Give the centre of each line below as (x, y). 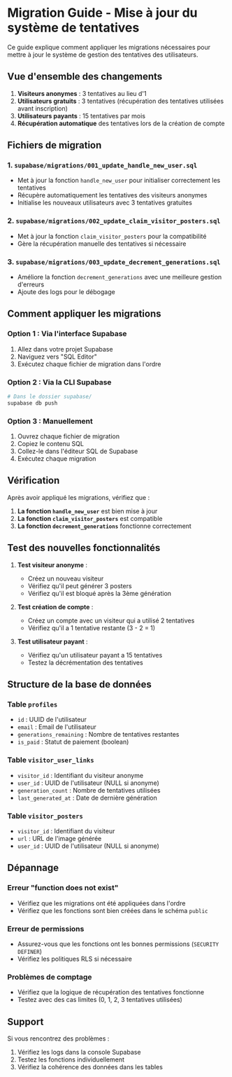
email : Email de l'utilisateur (57, 727)
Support (26, 1021)
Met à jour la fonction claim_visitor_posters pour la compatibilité (112, 236)
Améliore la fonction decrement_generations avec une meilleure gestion (119, 277)
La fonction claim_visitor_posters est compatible (90, 518)
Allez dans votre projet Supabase (65, 349)
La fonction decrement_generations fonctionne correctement (104, 526)
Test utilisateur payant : (53, 641)
